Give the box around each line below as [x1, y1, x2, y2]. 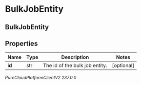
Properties [5, 39, 38, 47]
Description [61, 54, 89, 61]
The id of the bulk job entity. [43, 62, 107, 69]
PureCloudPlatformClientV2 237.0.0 [5, 75, 77, 81]
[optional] [112, 62, 135, 69]
